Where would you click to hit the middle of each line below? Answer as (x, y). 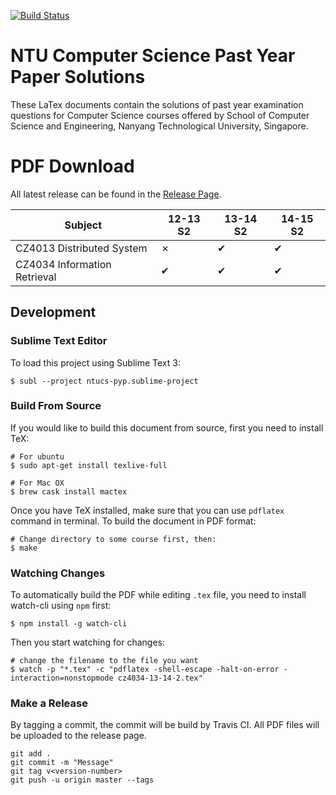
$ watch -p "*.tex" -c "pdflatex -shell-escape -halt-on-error (145, 670)
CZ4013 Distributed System (81, 248)
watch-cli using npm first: (61, 606)
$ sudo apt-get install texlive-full (89, 465)
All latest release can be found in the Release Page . (116, 194)
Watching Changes (58, 573)
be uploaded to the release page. (78, 736)
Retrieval (36, 277)
